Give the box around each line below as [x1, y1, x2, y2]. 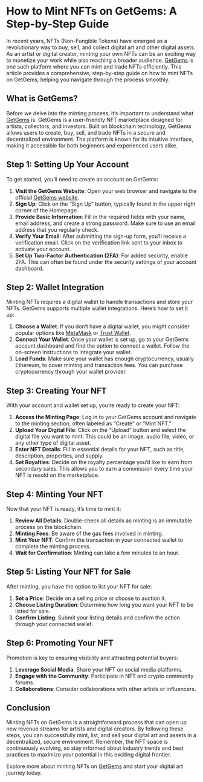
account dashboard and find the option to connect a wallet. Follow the [14, 342, 190, 349]
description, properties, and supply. [14, 452, 104, 459]
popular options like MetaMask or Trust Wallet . [14, 329, 131, 337]
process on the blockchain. [14, 524, 83, 530]
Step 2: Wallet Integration [6, 282, 105, 292]
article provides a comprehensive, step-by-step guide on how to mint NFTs [6, 69, 193, 76]
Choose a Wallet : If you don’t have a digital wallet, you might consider [14, 323, 190, 330]
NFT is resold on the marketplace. [14, 471, 100, 479]
